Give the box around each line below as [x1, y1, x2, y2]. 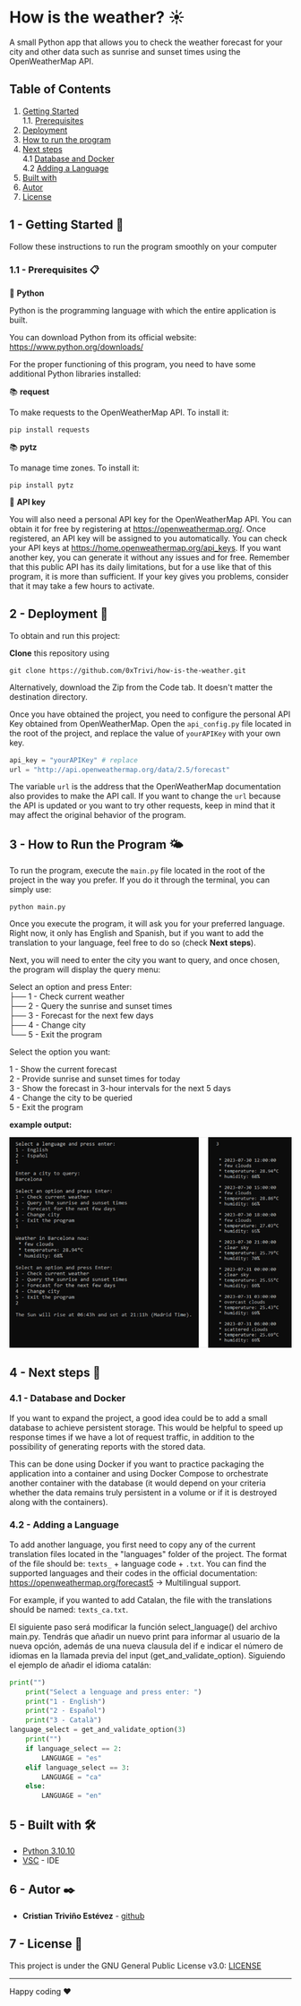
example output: [9, 1119, 73, 1131]
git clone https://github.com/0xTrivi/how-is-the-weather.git [9, 666, 246, 675]
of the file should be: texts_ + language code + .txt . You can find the [9, 1558, 267, 1569]
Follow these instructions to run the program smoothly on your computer [9, 241, 278, 252]
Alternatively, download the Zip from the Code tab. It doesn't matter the [9, 682, 273, 693]
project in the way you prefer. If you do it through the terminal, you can [9, 874, 271, 885]
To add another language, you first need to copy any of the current [9, 1539, 256, 1550]
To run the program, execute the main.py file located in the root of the [9, 865, 266, 876]
